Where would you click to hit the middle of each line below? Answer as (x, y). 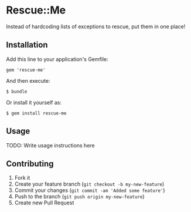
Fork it (22, 178)
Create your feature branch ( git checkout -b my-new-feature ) (89, 184)
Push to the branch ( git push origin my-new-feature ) (79, 197)
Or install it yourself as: (34, 102)
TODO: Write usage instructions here (50, 145)
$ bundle (17, 92)
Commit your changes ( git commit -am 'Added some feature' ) (90, 190)
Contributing (30, 164)
